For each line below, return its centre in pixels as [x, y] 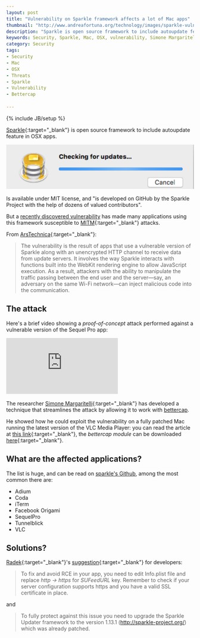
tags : [13, 51]
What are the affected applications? [74, 459]
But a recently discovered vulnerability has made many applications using [96, 216]
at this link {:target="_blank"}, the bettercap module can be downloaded [94, 434]
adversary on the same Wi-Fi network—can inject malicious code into [106, 284]
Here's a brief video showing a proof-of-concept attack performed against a [100, 323]
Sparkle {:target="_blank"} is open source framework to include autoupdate [98, 130]
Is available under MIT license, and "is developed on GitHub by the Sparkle [98, 198]
